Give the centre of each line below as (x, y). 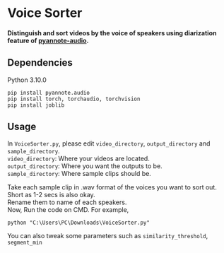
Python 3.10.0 (27, 80)
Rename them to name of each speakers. (67, 202)
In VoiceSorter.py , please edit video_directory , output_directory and (109, 143)
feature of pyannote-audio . (48, 40)
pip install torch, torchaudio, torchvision (74, 99)
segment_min (25, 243)
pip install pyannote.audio (49, 93)
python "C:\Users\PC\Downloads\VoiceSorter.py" (79, 223)
